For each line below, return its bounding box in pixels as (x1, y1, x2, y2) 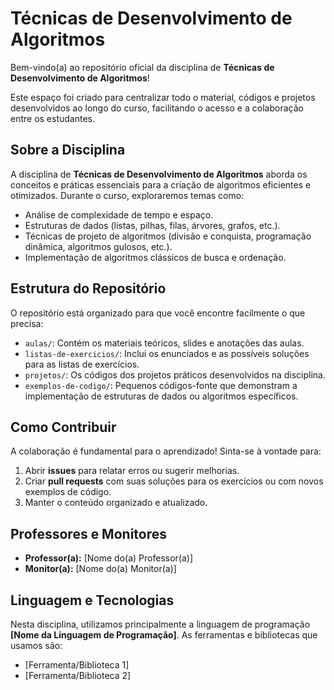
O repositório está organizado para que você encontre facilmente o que (10, 307, 306, 319)
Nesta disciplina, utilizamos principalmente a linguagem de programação (10, 618, 311, 630)
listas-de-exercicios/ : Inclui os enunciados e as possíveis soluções (24, 347, 310, 359)
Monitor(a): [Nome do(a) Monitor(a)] (24, 563, 177, 575)
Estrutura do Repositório (10, 280, 167, 297)
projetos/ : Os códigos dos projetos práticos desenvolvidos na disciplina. (24, 368, 326, 381)
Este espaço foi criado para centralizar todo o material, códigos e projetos (10, 91, 316, 103)
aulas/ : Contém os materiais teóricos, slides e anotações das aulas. (24, 337, 305, 349)
